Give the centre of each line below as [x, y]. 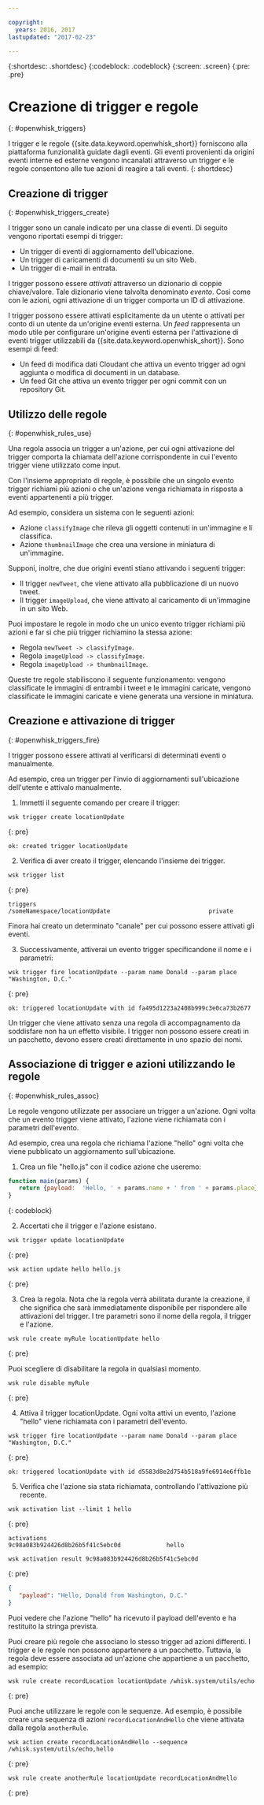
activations [27, 1539]
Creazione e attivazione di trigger [92, 721]
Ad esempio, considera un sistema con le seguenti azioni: [101, 512]
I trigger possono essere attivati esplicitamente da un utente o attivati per [126, 315]
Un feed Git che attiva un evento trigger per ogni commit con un [123, 381]
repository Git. [43, 389]
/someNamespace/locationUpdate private [121, 911]
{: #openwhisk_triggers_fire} [54, 740]
